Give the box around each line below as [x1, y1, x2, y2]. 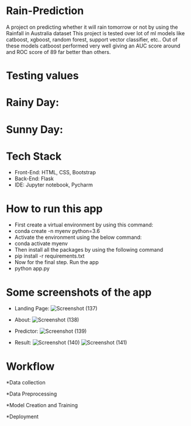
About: [14, 316, 31, 323]
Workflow [6, 360, 55, 373]
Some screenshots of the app [6, 286, 152, 299]
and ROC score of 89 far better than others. [6, 48, 111, 55]
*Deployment [6, 413, 39, 420]
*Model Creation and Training [6, 402, 78, 409]
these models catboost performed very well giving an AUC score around [6, 42, 180, 49]
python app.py [14, 265, 50, 272]
